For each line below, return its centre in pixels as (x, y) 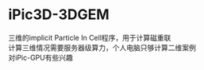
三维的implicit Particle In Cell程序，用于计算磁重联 (90, 37)
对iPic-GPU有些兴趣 (40, 57)
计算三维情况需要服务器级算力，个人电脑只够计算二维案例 (102, 47)
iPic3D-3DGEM (59, 15)
